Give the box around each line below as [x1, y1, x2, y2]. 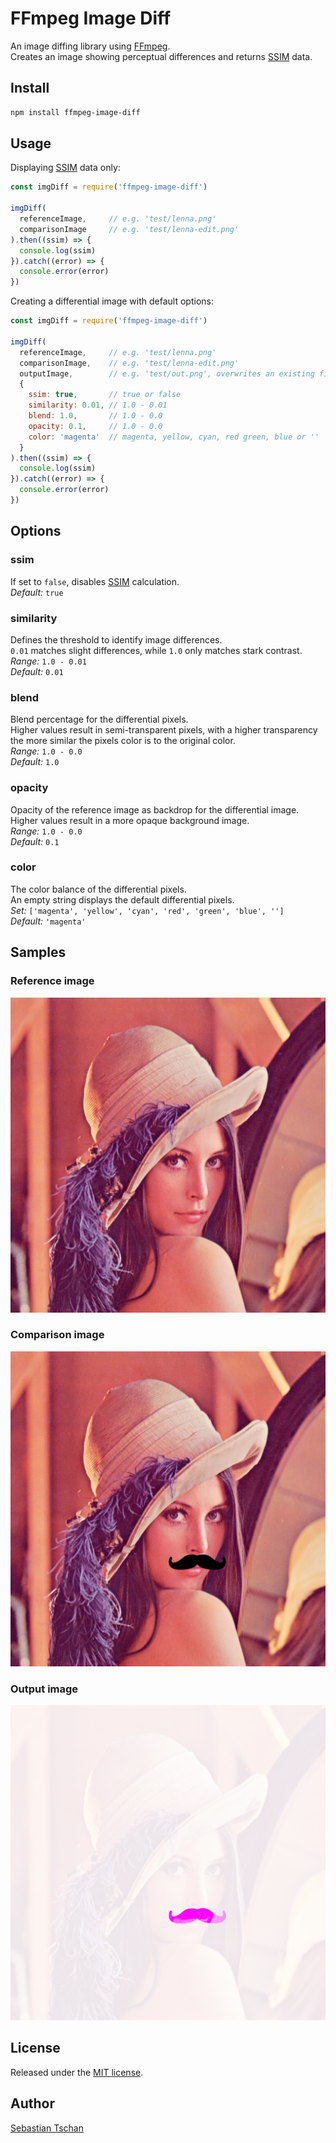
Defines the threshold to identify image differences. [10, 633, 223, 646]
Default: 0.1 [10, 835, 60, 847]
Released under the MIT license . [10, 2066, 144, 2078]
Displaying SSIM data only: [10, 162, 121, 174]
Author [10, 2095, 55, 2112]
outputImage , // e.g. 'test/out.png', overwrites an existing [19, 368, 315, 379]
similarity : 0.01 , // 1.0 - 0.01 [28, 400, 168, 411]
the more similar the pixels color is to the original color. [10, 735, 236, 747]
